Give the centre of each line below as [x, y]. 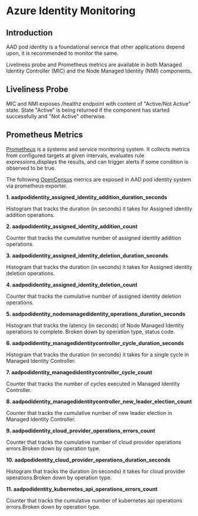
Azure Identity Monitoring [71, 11]
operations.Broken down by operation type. [59, 478]
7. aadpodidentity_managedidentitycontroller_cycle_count [79, 372]
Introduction [30, 33]
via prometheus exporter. [37, 186]
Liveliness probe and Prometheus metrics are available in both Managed [94, 64]
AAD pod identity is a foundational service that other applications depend [95, 47]
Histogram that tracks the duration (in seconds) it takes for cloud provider [96, 471]
